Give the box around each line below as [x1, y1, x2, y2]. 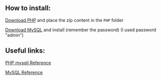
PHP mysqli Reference [5, 60, 51, 66]
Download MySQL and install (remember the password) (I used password [5, 27, 156, 33]
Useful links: [5, 47, 45, 55]
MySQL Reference [5, 69, 43, 75]
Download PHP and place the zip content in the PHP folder [5, 17, 124, 23]
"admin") [5, 32, 24, 38]
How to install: [5, 4, 51, 12]
